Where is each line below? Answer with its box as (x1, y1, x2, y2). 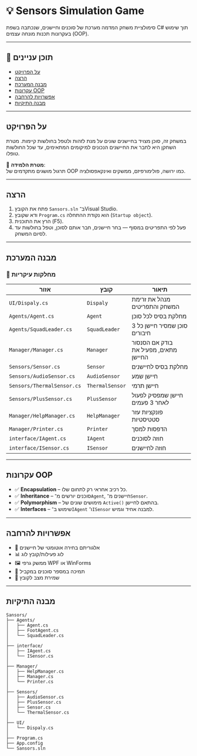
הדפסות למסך (131, 425, 168, 433)
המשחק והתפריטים (131, 303, 180, 311)
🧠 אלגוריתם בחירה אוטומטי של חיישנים (14, 544, 100, 551)
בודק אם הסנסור (131, 339, 173, 347)
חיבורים (131, 329, 151, 338)
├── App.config (6, 740, 43, 746)
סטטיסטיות (131, 416, 160, 424)
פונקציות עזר (131, 408, 163, 417)
